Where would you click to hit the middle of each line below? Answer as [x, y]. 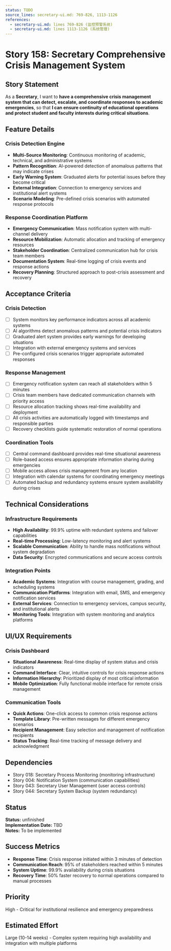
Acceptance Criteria [38, 294]
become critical [29, 182]
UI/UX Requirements [39, 636]
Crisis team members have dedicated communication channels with [84, 395]
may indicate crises [33, 171]
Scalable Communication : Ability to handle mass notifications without [87, 547]
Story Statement [32, 84]
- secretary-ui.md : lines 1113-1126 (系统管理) [60, 29]
